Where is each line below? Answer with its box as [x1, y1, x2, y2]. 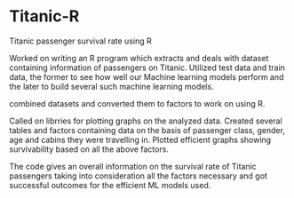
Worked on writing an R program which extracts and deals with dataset [9, 52, 269, 63]
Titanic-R [9, 6, 80, 27]
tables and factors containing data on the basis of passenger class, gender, [9, 124, 286, 135]
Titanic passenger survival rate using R [9, 36, 153, 46]
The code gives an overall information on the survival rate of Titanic [9, 161, 258, 171]
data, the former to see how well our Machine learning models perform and [9, 71, 284, 82]
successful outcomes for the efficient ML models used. [9, 179, 211, 190]
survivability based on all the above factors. [9, 144, 169, 154]
